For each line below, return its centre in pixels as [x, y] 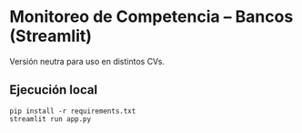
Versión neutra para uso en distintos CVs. [87, 61]
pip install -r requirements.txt [73, 111]
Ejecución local [54, 90]
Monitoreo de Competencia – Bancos [151, 17]
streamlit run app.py [50, 119]
